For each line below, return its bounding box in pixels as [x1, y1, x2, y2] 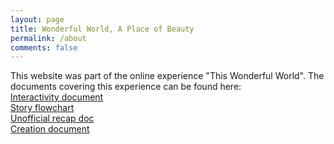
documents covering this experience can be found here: [10, 81, 242, 93]
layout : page [10, 14, 65, 25]
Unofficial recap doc [10, 112, 95, 125]
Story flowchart [10, 102, 75, 114]
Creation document [10, 123, 90, 135]
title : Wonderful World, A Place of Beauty [10, 24, 195, 34]
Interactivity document [10, 91, 104, 103]
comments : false [10, 42, 78, 53]
